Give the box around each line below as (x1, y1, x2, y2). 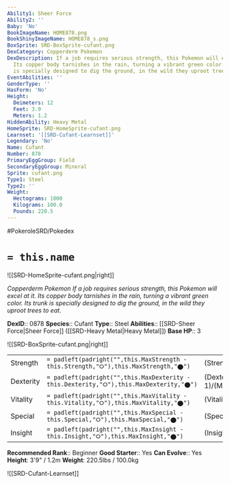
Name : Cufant (7, 144, 44, 151)
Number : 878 (7, 150, 41, 158)
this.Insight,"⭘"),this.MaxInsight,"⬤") (47, 432, 183, 440)
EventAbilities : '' (7, 73, 63, 81)
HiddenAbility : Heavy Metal (7, 118, 88, 126)
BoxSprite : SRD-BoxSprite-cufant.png (7, 42, 115, 49)
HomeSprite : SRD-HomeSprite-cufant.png (7, 125, 121, 132)
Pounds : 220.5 (13, 208, 53, 215)
